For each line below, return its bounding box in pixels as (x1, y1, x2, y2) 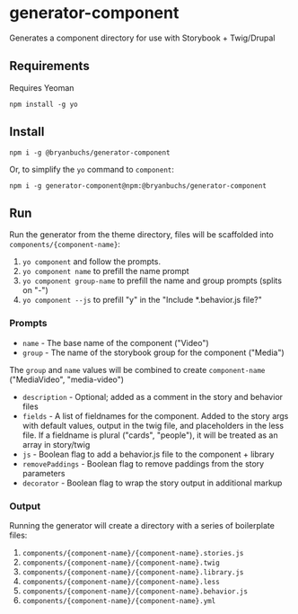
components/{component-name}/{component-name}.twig (22, 558, 220, 567)
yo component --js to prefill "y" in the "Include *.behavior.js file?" (22, 295, 262, 306)
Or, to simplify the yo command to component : (9, 164, 175, 174)
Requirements (9, 58, 90, 74)
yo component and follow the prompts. (22, 256, 162, 267)
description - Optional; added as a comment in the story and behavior (22, 391, 284, 402)
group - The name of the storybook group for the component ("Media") (22, 347, 285, 358)
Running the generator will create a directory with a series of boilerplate (9, 520, 276, 530)
